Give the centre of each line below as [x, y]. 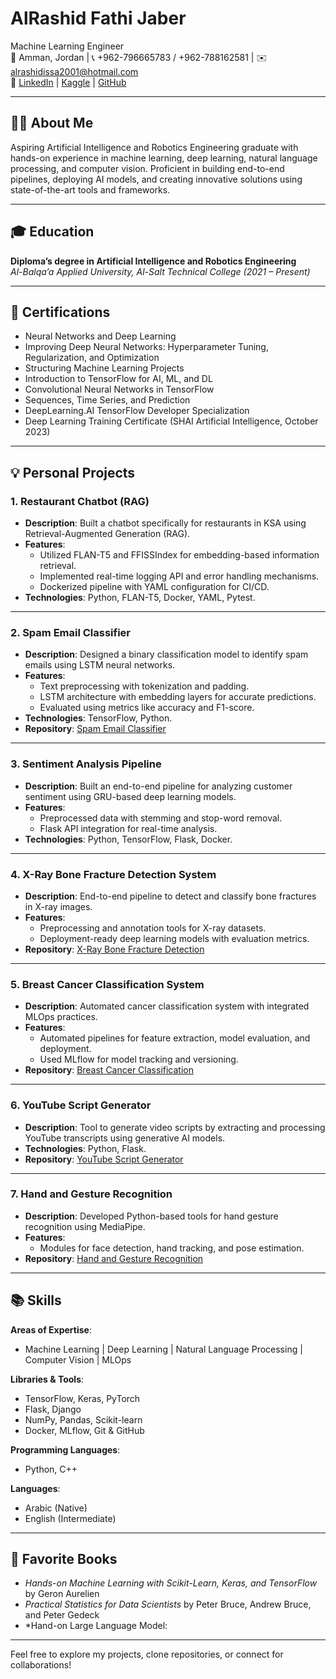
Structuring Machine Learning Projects [104, 368]
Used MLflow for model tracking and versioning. [139, 1059]
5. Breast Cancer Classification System [107, 984]
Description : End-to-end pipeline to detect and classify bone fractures [170, 896]
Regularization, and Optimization [92, 358]
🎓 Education [52, 232]
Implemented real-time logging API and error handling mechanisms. [179, 576]
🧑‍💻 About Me [52, 123]
